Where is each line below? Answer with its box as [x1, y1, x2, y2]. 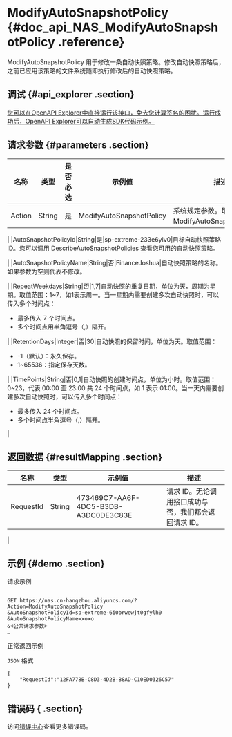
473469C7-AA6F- [76, 493, 140, 503]
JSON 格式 [7, 656, 34, 664]
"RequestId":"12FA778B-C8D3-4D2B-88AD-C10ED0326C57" [19, 676, 175, 683]
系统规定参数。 [173, 206, 222, 216]
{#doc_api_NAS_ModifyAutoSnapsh [7, 19, 219, 35]
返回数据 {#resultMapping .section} [7, 451, 163, 463]
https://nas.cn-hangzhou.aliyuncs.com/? [19, 597, 137, 604]
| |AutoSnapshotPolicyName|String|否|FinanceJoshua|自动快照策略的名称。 [7, 258, 222, 267]
